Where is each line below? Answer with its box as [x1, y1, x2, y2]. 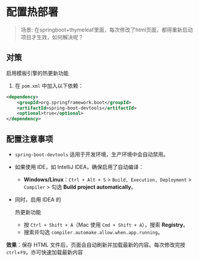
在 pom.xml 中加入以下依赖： [14, 82, 84, 89]
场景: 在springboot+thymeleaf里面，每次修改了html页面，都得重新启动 [20, 26, 193, 33]
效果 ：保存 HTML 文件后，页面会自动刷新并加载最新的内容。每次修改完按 [6, 241, 185, 248]
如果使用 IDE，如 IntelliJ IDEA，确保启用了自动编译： [14, 163, 144, 170]
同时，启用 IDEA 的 [14, 196, 61, 203]
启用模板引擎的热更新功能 [6, 69, 69, 77]
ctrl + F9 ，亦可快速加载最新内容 [6, 249, 83, 256]
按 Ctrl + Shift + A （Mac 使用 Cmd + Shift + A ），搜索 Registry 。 [23, 221, 189, 228]
